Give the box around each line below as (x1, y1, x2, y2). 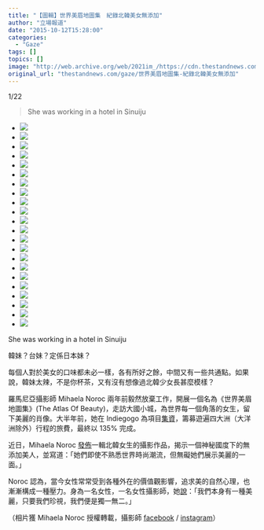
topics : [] (8, 56, 44, 64)
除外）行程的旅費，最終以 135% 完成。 (14, 423, 141, 432)
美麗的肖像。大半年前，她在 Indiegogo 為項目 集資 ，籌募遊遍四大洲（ (14, 414, 237, 423)
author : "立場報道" (8, 19, 68, 27)
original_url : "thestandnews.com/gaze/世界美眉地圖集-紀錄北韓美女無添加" (8, 70, 240, 78)
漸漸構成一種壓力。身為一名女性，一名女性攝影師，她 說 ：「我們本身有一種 (8, 486, 246, 495)
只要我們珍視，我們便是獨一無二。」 (21, 496, 136, 506)
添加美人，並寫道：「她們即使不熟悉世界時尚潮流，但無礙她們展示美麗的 (8, 450, 239, 459)
